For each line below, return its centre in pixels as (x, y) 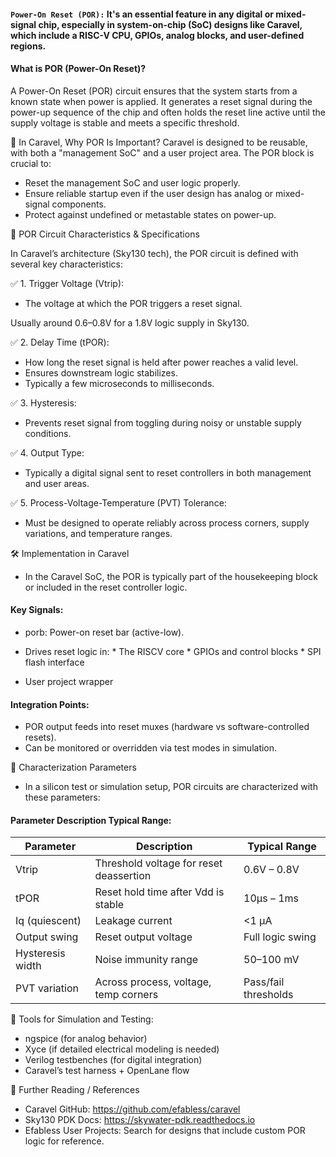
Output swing (47, 937)
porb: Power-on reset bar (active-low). (104, 632)
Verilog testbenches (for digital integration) (113, 1060)
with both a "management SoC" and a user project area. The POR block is (162, 152)
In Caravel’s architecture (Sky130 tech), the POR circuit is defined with (154, 253)
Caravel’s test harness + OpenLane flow (107, 1071)
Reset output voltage (143, 937)
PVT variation (47, 988)
